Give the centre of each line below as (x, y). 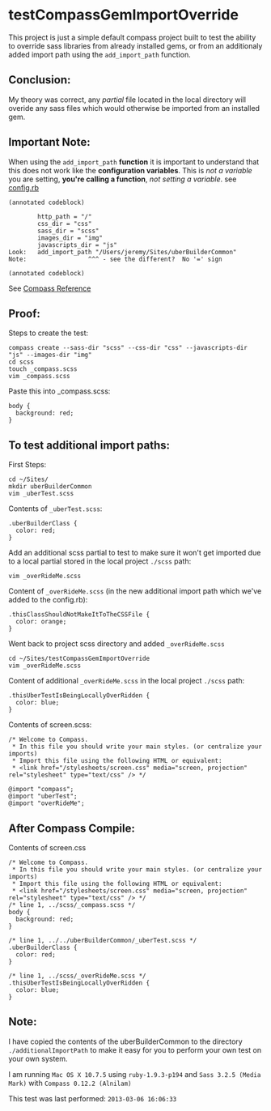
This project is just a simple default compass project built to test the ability (132, 37)
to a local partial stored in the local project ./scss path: (100, 561)
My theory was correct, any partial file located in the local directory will (127, 100)
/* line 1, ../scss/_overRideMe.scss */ (78, 976)
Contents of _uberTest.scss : (55, 509)
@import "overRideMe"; (47, 803)
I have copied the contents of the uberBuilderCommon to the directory (125, 1041)
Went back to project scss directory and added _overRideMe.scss (116, 644)
